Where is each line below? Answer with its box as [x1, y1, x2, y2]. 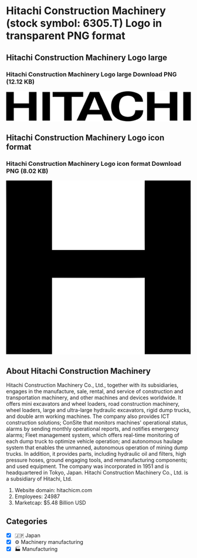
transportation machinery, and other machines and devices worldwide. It [6, 394, 182, 401]
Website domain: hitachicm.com [14, 487, 93, 494]
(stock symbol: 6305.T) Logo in [6, 16, 162, 30]
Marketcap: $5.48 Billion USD [14, 499, 86, 506]
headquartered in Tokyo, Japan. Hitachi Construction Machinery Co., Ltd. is [6, 469, 189, 476]
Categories [6, 516, 48, 526]
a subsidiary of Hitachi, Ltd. [6, 475, 73, 483]
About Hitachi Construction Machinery [6, 366, 151, 376]
